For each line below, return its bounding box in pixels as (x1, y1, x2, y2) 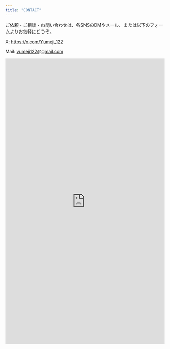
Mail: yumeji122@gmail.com (5, 48, 64, 54)
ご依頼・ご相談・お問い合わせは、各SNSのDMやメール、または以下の (5, 22, 150, 28)
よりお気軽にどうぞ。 (9, 28, 54, 35)
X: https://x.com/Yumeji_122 (5, 39, 63, 45)
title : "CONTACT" (5, 7, 42, 13)
